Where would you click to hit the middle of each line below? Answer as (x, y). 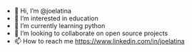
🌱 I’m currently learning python (60, 26)
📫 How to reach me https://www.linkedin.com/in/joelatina (99, 41)
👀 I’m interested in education (56, 18)
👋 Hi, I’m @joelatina (42, 11)
